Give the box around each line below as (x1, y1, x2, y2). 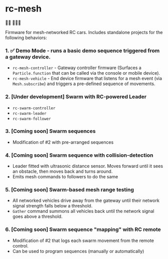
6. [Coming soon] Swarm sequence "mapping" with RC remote (5, 226, 161, 233)
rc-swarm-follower (12, 116, 51, 121)
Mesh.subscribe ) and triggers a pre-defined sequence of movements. (12, 81, 155, 87)
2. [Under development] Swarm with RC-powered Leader (5, 93, 147, 100)
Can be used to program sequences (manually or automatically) (12, 248, 144, 254)
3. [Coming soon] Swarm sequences (5, 128, 96, 135)
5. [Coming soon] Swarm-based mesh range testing (5, 186, 134, 193)
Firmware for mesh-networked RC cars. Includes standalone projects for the (5, 29, 163, 35)
